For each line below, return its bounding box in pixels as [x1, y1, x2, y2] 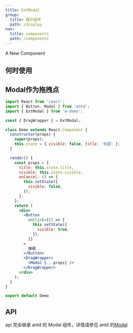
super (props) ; [14, 137, 44, 142]
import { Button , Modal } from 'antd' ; [5, 103, 90, 109]
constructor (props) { [10, 132, 56, 137]
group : [5, 12, 19, 17]
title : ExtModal [5, 7, 40, 13]
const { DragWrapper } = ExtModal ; [5, 118, 81, 123]
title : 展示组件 [10, 17, 42, 22]
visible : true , [37, 227, 70, 232]
